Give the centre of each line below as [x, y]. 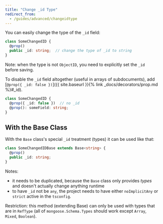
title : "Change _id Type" [31, 10]
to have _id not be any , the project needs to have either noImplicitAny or [85, 191]
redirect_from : [20, 14]
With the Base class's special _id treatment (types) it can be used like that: [80, 139]
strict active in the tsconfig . [42, 196]
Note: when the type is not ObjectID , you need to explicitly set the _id [75, 65]
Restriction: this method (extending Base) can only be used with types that [80, 205]
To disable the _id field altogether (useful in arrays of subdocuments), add [80, 79]
